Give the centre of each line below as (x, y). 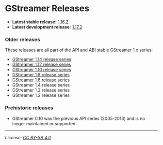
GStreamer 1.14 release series (41, 59)
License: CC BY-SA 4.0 (28, 137)
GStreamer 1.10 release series (41, 70)
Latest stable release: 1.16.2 (40, 22)
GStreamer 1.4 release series (41, 85)
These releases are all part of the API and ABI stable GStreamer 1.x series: (79, 50)
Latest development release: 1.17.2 (47, 27)
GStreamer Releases (47, 8)
